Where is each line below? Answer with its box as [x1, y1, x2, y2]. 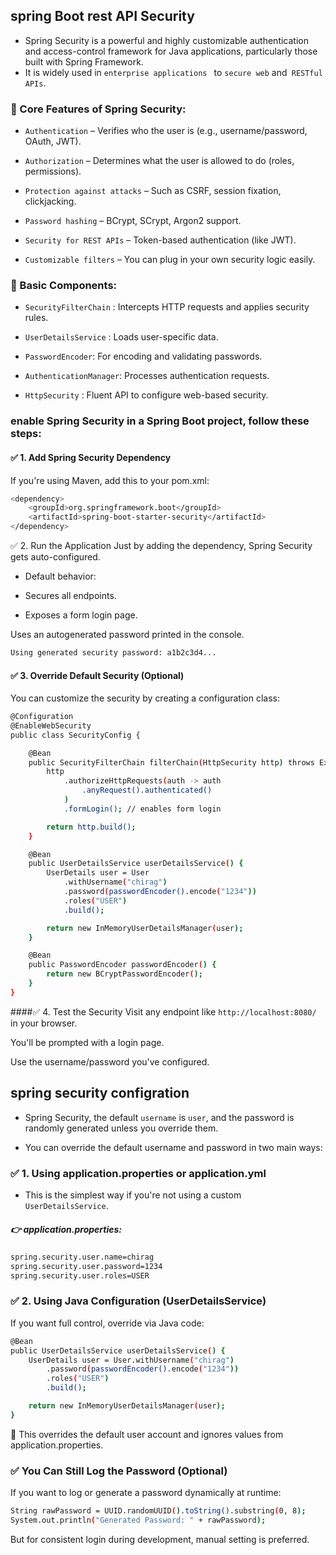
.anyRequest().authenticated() [81, 785, 213, 796]
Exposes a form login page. [24, 609, 138, 621]
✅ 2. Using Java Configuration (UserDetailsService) [10, 1294, 267, 1308]
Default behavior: [24, 570, 97, 583]
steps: [10, 427, 42, 441]
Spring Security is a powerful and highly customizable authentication [24, 34, 309, 46]
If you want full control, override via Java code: [10, 1317, 205, 1329]
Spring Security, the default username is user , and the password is [24, 1111, 295, 1123]
